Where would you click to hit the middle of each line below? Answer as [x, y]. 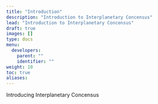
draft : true [21, 28]
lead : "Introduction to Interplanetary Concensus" [70, 23]
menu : [13, 45]
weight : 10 [20, 67]
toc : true [18, 73]
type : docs [20, 39]
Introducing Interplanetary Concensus [53, 95]
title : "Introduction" [34, 12]
